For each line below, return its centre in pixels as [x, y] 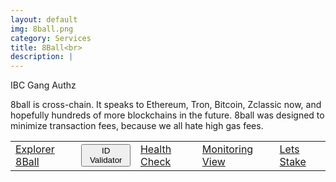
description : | [42, 57]
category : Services [51, 38]
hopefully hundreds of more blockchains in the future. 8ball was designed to [167, 115]
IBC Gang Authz [43, 85]
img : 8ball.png [42, 29]
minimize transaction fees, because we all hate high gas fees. [137, 126]
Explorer [35, 149]
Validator [106, 160]
